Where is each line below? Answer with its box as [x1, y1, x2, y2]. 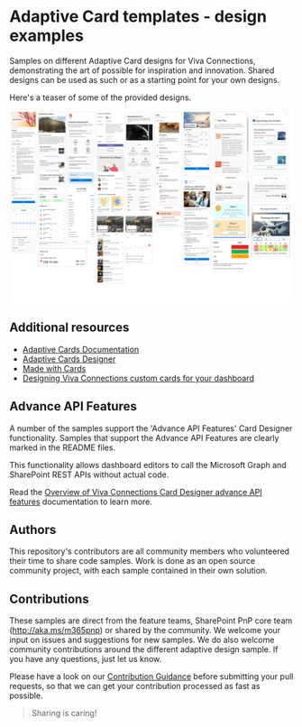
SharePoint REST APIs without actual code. [9, 469, 169, 480]
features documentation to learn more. [9, 496, 153, 507]
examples [9, 25, 84, 46]
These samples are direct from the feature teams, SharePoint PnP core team [9, 615, 293, 626]
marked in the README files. [9, 442, 115, 453]
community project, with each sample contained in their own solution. [9, 566, 268, 576]
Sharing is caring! [31, 708, 97, 719]
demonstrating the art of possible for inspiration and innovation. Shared [9, 65, 275, 76]
